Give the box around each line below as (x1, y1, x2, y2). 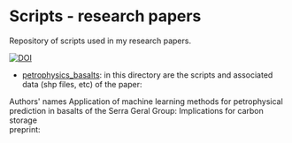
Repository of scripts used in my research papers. (9, 35, 192, 46)
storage (9, 115, 38, 125)
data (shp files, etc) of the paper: (21, 79, 143, 89)
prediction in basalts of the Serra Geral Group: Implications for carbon (9, 105, 264, 116)
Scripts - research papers (9, 6, 202, 26)
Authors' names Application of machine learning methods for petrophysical (9, 95, 283, 107)
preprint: (9, 124, 42, 134)
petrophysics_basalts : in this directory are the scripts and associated (21, 69, 273, 80)
